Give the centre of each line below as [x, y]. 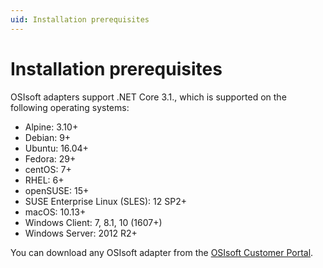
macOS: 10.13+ [55, 212]
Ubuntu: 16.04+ [56, 148]
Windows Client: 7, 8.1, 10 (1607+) [93, 222]
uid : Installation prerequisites [80, 19]
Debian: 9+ [48, 137]
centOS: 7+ [48, 169]
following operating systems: [70, 107]
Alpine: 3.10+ [51, 127]
